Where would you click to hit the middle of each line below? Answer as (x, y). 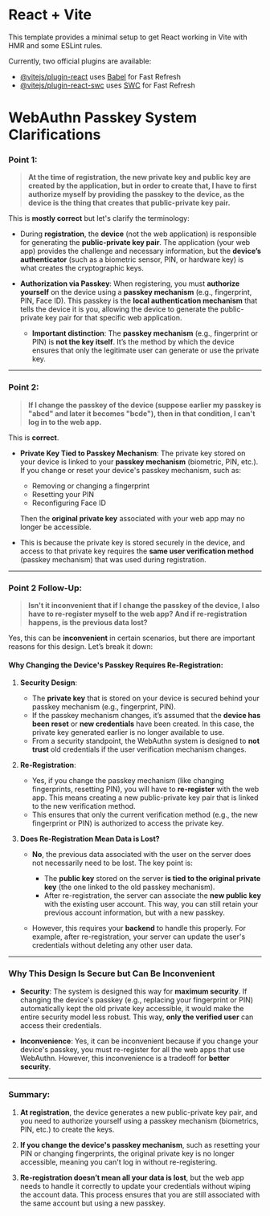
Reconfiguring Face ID (69, 503)
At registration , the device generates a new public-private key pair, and (139, 1112)
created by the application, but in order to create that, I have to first (142, 186)
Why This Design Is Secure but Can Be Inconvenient (112, 973)
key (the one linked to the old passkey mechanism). (129, 887)
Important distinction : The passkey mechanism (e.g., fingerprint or (145, 333)
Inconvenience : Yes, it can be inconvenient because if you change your (139, 1041)
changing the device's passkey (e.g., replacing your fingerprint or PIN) (137, 1000)
